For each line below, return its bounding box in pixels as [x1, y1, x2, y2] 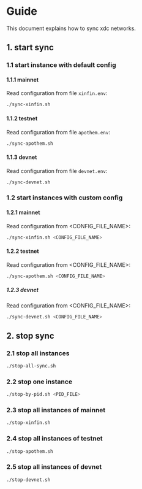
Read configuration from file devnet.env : [6, 167, 108, 174]
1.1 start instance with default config [6, 61, 116, 69]
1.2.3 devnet [6, 287, 39, 294]
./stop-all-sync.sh [6, 363, 56, 369]
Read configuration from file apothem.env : [6, 128, 110, 136]
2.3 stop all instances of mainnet [6, 406, 106, 415]
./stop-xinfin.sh [6, 420, 51, 426]
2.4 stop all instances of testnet [6, 434, 103, 443]
